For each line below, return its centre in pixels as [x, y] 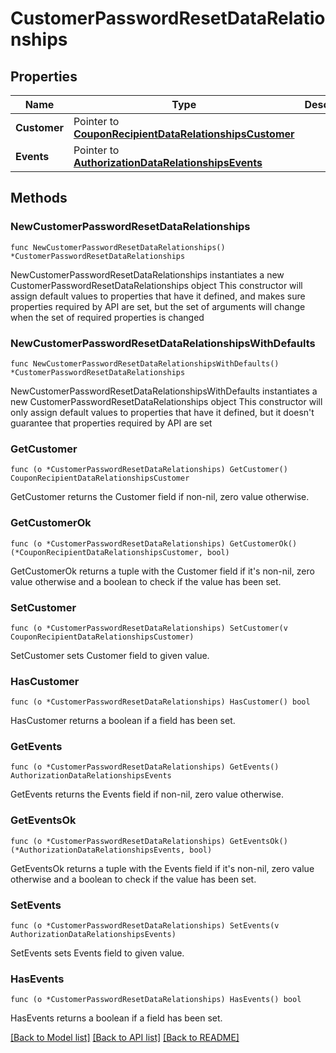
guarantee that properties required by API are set [111, 423]
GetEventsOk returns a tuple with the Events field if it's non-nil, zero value [162, 868]
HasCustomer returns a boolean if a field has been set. [123, 721]
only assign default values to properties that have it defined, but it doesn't [162, 412]
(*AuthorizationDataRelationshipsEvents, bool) [111, 850]
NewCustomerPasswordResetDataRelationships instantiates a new [147, 274]
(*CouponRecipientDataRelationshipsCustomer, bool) [120, 552]
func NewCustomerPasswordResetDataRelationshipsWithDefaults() [145, 363]
